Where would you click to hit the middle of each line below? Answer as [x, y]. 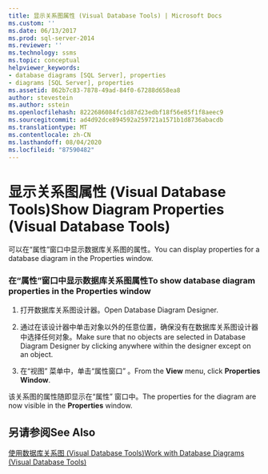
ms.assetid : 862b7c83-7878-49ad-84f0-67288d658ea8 [94, 90]
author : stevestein [41, 98]
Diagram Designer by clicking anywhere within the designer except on [136, 346]
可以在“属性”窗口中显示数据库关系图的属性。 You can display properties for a [134, 250]
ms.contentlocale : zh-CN [50, 135]
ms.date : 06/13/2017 [43, 30]
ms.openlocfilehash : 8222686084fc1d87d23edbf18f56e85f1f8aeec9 [116, 113]
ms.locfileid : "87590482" [51, 150]
